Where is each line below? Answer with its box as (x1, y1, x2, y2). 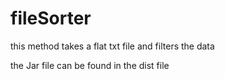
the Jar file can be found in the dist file (10, 59, 170, 71)
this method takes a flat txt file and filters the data (10, 40, 215, 52)
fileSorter (10, 7, 92, 30)
